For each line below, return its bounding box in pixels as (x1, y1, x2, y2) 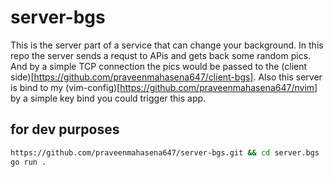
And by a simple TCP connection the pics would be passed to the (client (10, 60, 308, 72)
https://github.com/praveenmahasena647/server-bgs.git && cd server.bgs (10, 147, 320, 158)
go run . (10, 157, 47, 167)
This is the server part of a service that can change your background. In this (10, 39, 324, 51)
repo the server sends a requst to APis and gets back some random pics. (10, 49, 312, 61)
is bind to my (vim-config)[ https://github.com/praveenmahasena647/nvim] (10, 81, 318, 93)
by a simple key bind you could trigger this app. (10, 92, 207, 104)
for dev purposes (10, 121, 120, 138)
